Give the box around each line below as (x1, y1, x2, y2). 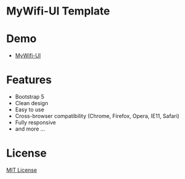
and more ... (15, 125, 45, 132)
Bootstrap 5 (15, 93, 45, 100)
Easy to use (15, 106, 44, 113)
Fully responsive (15, 119, 56, 126)
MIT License (6, 166, 37, 174)
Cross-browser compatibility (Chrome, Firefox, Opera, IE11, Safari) (15, 112, 180, 120)
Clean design (15, 100, 48, 107)
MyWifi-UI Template (6, 4, 110, 18)
